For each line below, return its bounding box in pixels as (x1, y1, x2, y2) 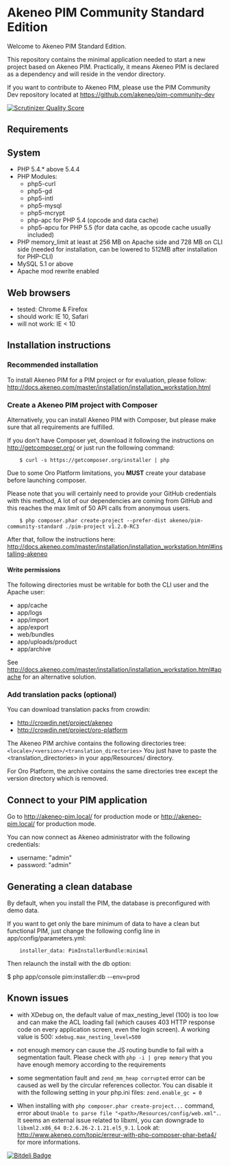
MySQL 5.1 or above (16, 260, 74, 268)
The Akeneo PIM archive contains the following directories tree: (7, 739, 187, 748)
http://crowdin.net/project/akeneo (16, 718, 113, 727)
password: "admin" (16, 861, 72, 869)
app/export (16, 623, 49, 631)
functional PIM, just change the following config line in (7, 927, 160, 935)
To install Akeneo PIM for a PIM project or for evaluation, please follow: (7, 376, 207, 384)
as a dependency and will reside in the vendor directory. (7, 70, 166, 78)
